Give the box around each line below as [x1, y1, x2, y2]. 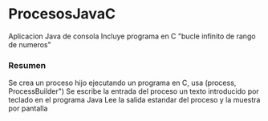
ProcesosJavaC [8, 5, 116, 23]
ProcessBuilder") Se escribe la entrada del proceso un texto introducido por [8, 87, 259, 96]
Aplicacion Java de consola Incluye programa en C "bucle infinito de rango [8, 31, 256, 41]
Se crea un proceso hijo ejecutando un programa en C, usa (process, [8, 78, 237, 88]
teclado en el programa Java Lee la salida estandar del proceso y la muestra [8, 95, 261, 105]
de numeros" [8, 39, 51, 49]
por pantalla [8, 103, 48, 113]
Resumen [8, 59, 47, 71]
